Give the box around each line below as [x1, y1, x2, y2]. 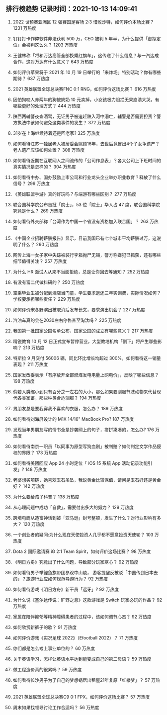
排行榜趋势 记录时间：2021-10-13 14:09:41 [5, 4, 137, 13]
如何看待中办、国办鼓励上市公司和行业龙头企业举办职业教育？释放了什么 [12, 174, 161, 180]
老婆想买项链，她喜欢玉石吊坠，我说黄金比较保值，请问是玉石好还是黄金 [12, 477, 161, 483]
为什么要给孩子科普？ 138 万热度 [12, 494, 80, 500]
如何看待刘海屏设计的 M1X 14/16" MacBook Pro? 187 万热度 [12, 416, 134, 422]
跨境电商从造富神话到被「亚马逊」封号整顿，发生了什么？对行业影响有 [12, 515, 157, 521]
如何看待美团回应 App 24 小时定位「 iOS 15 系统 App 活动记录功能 [12, 460, 148, 466]
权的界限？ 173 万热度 [12, 449, 58, 455]
